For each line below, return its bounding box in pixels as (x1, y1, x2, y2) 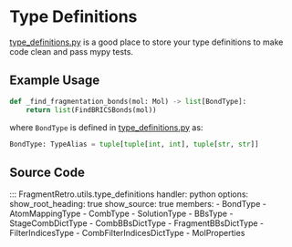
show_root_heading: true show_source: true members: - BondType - (9, 199, 266, 210)
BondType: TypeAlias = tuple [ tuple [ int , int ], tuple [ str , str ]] (9, 139, 259, 149)
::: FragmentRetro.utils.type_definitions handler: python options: (9, 189, 249, 200)
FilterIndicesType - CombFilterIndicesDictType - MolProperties (9, 228, 245, 239)
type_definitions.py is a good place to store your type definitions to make (9, 36, 284, 47)
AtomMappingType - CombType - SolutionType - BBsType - (9, 208, 234, 220)
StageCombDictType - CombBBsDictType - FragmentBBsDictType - (9, 218, 265, 229)
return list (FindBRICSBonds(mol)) (26, 105, 157, 115)
